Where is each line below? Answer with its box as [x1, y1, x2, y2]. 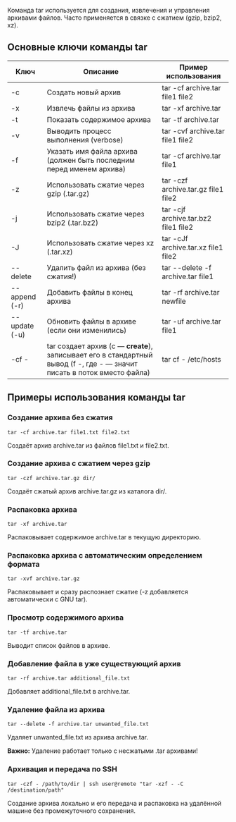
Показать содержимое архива [46, 114, 151, 124]
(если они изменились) [46, 325, 127, 335]
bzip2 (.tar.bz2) [46, 218, 98, 228]
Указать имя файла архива [46, 146, 138, 156]
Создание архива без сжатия [7, 412, 113, 422]
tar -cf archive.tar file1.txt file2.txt [7, 429, 131, 436]
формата [7, 560, 40, 570]
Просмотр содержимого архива [7, 613, 124, 622]
